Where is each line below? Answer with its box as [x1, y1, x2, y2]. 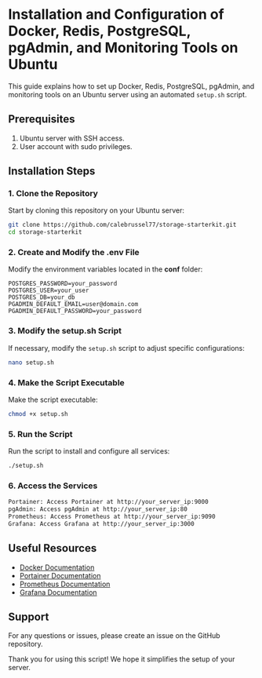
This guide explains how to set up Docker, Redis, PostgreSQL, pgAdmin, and [8, 81, 255, 91]
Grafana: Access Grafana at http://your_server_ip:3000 [8, 519, 195, 527]
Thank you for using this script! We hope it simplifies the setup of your [8, 654, 235, 664]
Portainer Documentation [19, 570, 101, 580]
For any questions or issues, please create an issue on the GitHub [8, 631, 221, 640]
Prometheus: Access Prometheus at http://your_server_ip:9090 [8, 512, 216, 521]
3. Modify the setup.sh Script [8, 326, 122, 337]
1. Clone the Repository [8, 188, 98, 199]
